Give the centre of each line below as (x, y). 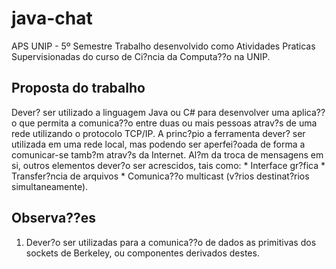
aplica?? (308, 112)
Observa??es (53, 218)
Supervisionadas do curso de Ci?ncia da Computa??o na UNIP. (141, 56)
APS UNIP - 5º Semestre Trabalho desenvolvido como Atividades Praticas (163, 46)
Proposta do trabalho (78, 88)
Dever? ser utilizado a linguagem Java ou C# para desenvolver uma (150, 112)
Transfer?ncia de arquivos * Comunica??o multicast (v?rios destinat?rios (160, 176)
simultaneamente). (50, 186)
